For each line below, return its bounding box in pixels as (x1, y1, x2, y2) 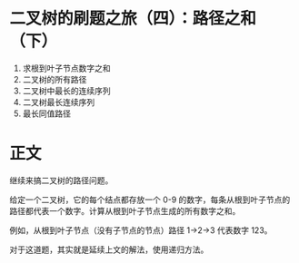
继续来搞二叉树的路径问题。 (9, 174, 114, 186)
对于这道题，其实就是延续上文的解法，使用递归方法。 (9, 244, 209, 255)
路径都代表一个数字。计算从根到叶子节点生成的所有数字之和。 (9, 205, 241, 216)
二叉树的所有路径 (22, 73, 87, 84)
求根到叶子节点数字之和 (22, 63, 111, 73)
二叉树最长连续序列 (22, 96, 95, 107)
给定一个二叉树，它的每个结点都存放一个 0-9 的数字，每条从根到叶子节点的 (9, 194, 291, 205)
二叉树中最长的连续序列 (22, 85, 111, 96)
